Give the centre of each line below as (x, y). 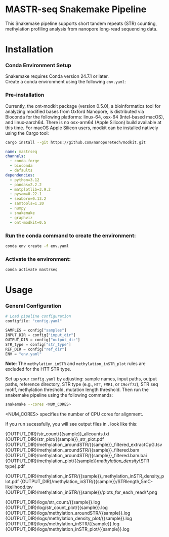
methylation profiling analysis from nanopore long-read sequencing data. (81, 28)
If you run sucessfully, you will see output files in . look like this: (71, 424)
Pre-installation (25, 95)
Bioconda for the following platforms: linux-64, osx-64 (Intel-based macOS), (85, 117)
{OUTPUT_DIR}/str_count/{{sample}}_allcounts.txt (57, 434)
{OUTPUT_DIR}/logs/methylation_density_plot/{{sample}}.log (69, 518)
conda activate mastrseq (31, 270)
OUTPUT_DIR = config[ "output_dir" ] (43, 340)
